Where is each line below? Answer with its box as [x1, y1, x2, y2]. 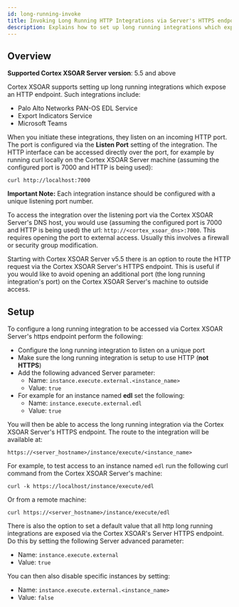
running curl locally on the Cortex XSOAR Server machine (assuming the [7, 156, 219, 164]
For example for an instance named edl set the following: [17, 391, 185, 399]
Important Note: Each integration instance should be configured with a [7, 189, 216, 198]
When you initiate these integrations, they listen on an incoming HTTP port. [7, 133, 228, 142]
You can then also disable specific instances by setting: [7, 572, 171, 580]
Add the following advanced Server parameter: [17, 369, 155, 377]
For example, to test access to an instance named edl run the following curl [7, 462, 228, 470]
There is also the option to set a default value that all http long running [7, 522, 213, 530]
